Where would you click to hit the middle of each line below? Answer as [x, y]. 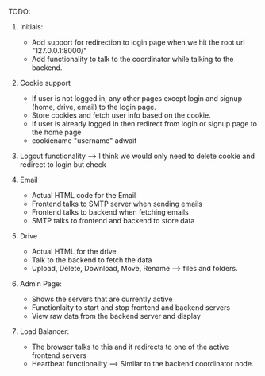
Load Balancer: [44, 331]
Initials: [31, 27]
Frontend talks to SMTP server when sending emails [117, 204]
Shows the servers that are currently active [102, 299]
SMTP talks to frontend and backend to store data [113, 221]
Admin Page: [40, 284]
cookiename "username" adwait [84, 141]
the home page [56, 132]
